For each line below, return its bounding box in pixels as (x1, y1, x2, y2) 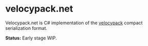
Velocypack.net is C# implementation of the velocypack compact (5, 20, 143, 26)
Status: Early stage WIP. (5, 35, 57, 41)
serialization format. (5, 25, 48, 31)
